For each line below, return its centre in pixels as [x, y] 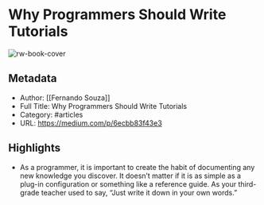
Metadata [33, 78]
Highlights [35, 148]
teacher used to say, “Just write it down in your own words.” [139, 192]
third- [247, 184]
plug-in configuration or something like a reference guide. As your [128, 184]
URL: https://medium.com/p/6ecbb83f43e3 [91, 123]
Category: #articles [51, 114]
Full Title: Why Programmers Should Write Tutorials [103, 106]
